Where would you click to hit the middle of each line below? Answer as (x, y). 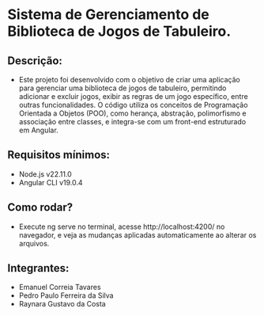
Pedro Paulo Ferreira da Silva (66, 295)
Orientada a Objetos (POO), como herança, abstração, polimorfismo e (132, 113)
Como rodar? (40, 207)
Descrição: (35, 61)
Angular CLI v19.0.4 (51, 182)
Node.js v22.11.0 (45, 174)
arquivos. (34, 243)
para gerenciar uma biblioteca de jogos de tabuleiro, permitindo (123, 88)
